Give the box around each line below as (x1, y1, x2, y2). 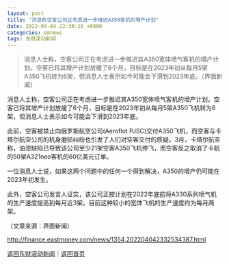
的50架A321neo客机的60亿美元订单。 (7, 153, 113, 161)
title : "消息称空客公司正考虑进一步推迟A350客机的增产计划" (7, 16, 159, 23)
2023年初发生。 (7, 176, 53, 184)
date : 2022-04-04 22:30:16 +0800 (7, 23, 103, 29)
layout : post (7, 10, 44, 17)
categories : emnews (7, 29, 63, 36)
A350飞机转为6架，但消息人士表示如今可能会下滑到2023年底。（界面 (23, 72, 217, 81)
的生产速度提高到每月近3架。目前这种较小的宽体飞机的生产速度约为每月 (7, 199, 208, 207)
